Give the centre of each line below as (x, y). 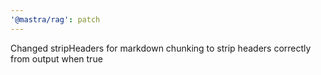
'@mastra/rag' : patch (55, 19)
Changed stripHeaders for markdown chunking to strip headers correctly (161, 48)
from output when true (56, 58)
